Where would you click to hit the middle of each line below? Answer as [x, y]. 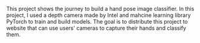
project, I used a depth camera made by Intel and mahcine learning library [98, 15]
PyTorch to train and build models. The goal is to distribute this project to [97, 21]
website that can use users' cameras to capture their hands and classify [96, 28]
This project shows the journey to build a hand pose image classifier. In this [100, 9]
